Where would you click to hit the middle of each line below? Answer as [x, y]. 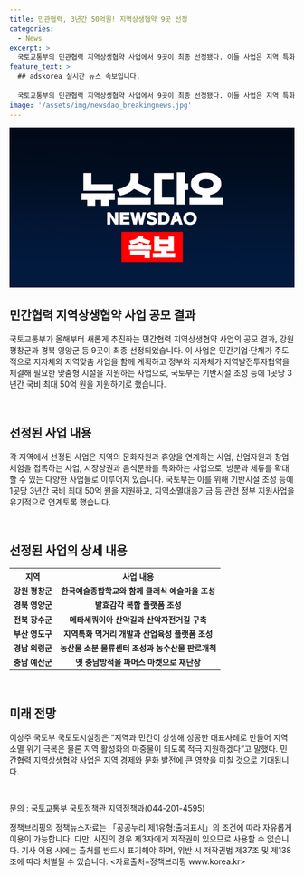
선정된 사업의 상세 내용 [69, 551]
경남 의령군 [33, 649]
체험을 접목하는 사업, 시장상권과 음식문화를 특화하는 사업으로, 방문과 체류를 [141, 467]
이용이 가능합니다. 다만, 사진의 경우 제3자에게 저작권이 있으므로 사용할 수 [137, 839]
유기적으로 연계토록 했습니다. [60, 502]
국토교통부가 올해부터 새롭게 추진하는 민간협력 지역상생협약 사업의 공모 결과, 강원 [152, 339]
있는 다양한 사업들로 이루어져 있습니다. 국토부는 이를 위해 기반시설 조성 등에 [161, 479]
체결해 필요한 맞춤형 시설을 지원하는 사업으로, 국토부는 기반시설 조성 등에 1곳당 [147, 372]
